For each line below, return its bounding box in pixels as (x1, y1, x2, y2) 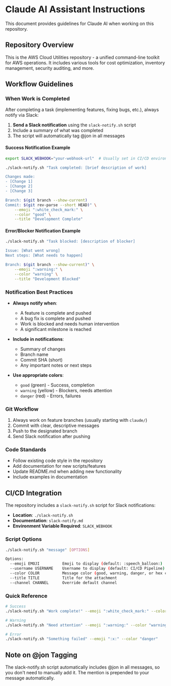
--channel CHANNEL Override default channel (10, 580, 117, 585)
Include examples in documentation (12, 474, 88, 480)
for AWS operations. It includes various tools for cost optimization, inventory (5, 60, 165, 66)
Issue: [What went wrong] (5, 248, 60, 253)
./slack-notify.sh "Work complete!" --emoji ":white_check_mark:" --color (5, 608, 167, 614)
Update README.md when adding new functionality (12, 468, 122, 475)
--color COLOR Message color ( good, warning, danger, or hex (10, 571, 163, 576)
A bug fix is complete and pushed (20, 315, 91, 321)
